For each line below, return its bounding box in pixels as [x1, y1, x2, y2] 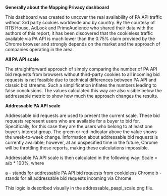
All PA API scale [5, 56, 39, 62]
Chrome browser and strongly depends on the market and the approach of [5, 41, 160, 47]
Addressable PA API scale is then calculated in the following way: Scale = [5, 154, 158, 161]
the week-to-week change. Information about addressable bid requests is [5, 134, 158, 140]
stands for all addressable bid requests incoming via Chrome [5, 175, 132, 181]
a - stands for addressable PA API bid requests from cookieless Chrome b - [5, 170, 162, 176]
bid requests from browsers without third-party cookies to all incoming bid [5, 71, 160, 77]
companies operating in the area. [5, 47, 74, 52]
